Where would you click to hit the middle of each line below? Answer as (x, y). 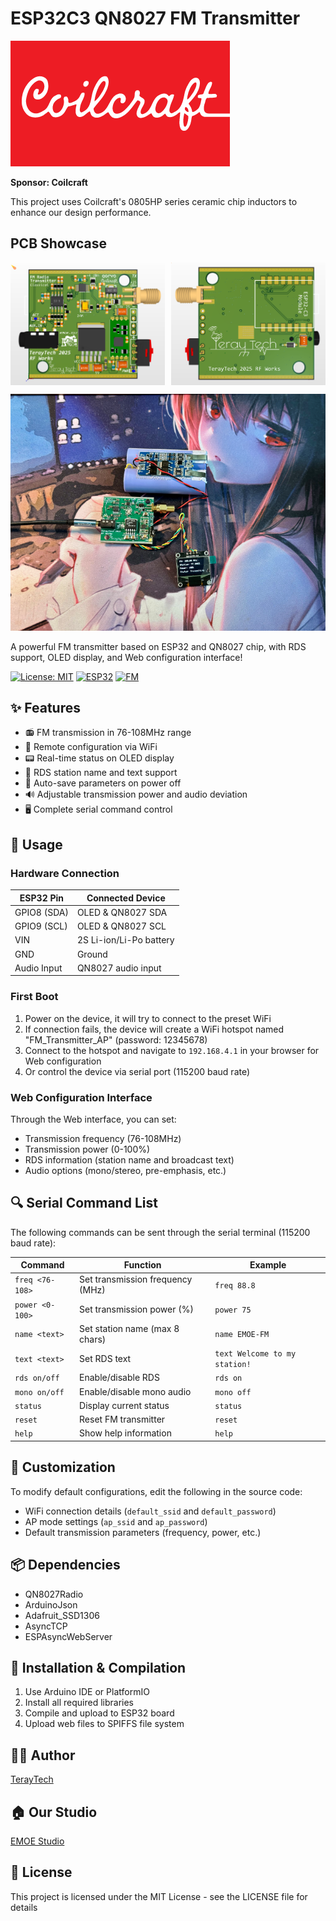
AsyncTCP (46, 1626)
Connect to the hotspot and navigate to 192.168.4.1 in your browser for (172, 1050)
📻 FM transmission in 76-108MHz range (108, 733)
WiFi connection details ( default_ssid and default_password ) (150, 1511)
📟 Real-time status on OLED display (99, 758)
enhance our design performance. (81, 212)
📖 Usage (36, 844)
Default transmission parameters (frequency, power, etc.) (143, 1532)
